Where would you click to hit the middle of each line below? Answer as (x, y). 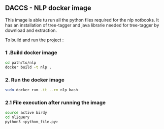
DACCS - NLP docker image (48, 8)
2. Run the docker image (35, 79)
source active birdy (26, 113)
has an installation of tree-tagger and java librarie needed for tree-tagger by (82, 25)
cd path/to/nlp (21, 63)
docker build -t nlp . (28, 67)
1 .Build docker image (31, 52)
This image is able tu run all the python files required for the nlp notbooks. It (82, 20)
